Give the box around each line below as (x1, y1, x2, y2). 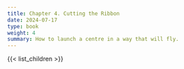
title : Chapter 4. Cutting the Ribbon (7, 10, 120, 17)
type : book (7, 23, 39, 30)
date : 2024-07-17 (7, 17, 58, 23)
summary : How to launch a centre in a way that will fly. (7, 36, 179, 43)
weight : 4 (7, 29, 36, 37)
